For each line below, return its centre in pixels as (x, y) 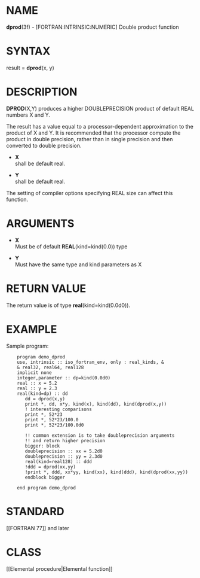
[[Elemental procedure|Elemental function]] (59, 568)
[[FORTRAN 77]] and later (38, 528)
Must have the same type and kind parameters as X (78, 264)
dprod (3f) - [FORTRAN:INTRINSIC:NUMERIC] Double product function (93, 27)
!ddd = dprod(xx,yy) (50, 467)
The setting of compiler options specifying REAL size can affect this (90, 193)
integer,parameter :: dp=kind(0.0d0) (64, 378)
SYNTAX (28, 51)
